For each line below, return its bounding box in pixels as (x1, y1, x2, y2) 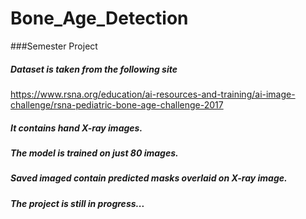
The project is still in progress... (10, 197, 145, 209)
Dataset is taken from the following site (10, 63, 178, 75)
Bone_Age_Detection (10, 7, 189, 30)
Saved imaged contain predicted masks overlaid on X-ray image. (10, 172, 288, 184)
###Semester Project (10, 40, 98, 52)
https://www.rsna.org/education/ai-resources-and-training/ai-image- (10, 88, 296, 100)
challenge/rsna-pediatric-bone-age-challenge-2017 (10, 98, 224, 111)
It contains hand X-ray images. (10, 122, 143, 134)
